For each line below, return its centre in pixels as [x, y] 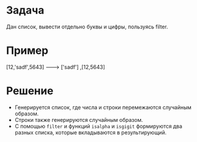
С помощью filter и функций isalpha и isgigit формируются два [99, 126]
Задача [25, 10]
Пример [27, 51]
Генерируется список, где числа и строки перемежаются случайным [103, 107]
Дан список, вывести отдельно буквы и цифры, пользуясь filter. [87, 27]
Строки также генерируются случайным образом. [79, 120]
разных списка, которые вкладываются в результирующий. [90, 132]
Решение [30, 91]
